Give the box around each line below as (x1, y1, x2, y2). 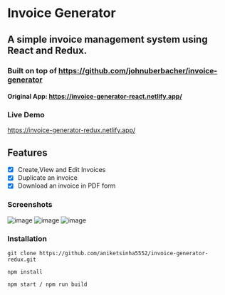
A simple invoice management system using (7, 33, 208, 45)
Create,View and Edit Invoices (17, 166, 106, 174)
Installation (7, 233, 48, 243)
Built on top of (7, 65, 57, 75)
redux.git (7, 256, 37, 263)
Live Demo (7, 110, 45, 120)
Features (7, 146, 48, 159)
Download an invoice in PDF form (17, 181, 116, 190)
